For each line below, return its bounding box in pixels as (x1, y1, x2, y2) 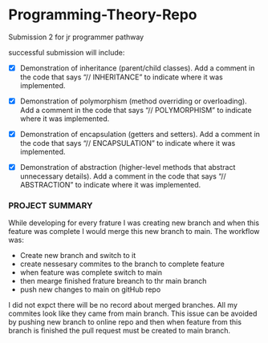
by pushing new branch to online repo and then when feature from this (8, 317, 242, 327)
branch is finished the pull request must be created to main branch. (8, 326, 231, 336)
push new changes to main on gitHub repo (19, 284, 161, 294)
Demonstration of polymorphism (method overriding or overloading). (19, 96, 247, 106)
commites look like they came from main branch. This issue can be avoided (8, 309, 258, 318)
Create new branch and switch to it (19, 251, 136, 260)
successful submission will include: (8, 47, 125, 57)
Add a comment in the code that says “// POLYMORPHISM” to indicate (19, 106, 252, 115)
